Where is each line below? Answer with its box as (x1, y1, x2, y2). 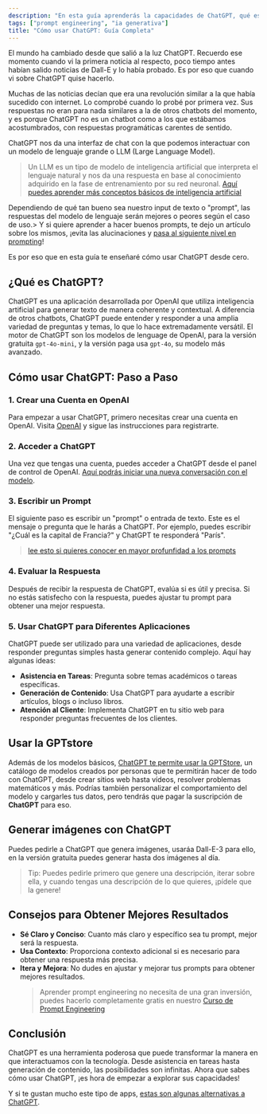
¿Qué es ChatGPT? (8, 276, 104, 289)
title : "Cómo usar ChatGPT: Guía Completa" (8, 26, 155, 34)
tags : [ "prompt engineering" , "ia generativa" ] (8, 19, 169, 27)
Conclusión (8, 1026, 67, 1040)
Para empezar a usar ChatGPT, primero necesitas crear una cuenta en (8, 412, 238, 422)
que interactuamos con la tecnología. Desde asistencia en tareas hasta (8, 1057, 240, 1066)
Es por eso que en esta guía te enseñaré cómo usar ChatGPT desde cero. (8, 252, 250, 262)
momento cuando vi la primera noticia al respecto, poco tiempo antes (8, 57, 236, 66)
